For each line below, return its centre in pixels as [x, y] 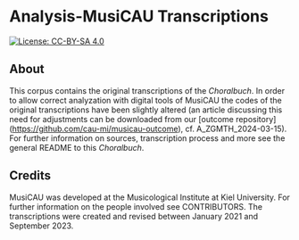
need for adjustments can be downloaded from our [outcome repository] [143, 119]
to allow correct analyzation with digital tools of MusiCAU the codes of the [146, 100]
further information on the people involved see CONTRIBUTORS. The [136, 206]
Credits [30, 176]
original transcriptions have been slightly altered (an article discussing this [146, 110]
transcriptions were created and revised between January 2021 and [134, 216]
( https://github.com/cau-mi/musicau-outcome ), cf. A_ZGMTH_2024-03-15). [148, 128]
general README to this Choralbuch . [77, 147]
